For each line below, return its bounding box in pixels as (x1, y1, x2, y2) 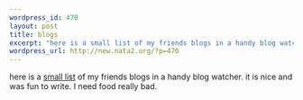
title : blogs (9, 30, 59, 39)
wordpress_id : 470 (9, 13, 78, 23)
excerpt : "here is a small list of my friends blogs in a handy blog (9, 38, 277, 48)
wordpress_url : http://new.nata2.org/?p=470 (9, 47, 179, 56)
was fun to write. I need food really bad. (9, 81, 158, 92)
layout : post (9, 22, 59, 31)
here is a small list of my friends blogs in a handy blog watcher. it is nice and (9, 71, 293, 82)
